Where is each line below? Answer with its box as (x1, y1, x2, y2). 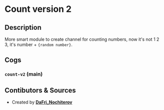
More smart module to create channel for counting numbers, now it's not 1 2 (4, 36, 160, 42)
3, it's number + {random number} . (4, 42, 73, 48)
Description (4, 23, 41, 32)
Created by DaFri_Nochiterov (11, 99, 73, 105)
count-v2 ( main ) (4, 71, 43, 78)
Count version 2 (4, 3, 72, 15)
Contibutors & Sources (4, 86, 76, 95)
